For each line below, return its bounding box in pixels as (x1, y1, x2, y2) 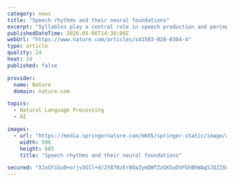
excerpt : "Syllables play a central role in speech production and (7, 23, 208, 30)
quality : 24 (7, 50, 42, 56)
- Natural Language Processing (13, 107, 104, 114)
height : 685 (19, 145, 54, 152)
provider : (7, 75, 36, 82)
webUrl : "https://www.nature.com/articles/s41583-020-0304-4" (7, 36, 192, 43)
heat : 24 (7, 56, 33, 63)
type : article (7, 43, 49, 50)
